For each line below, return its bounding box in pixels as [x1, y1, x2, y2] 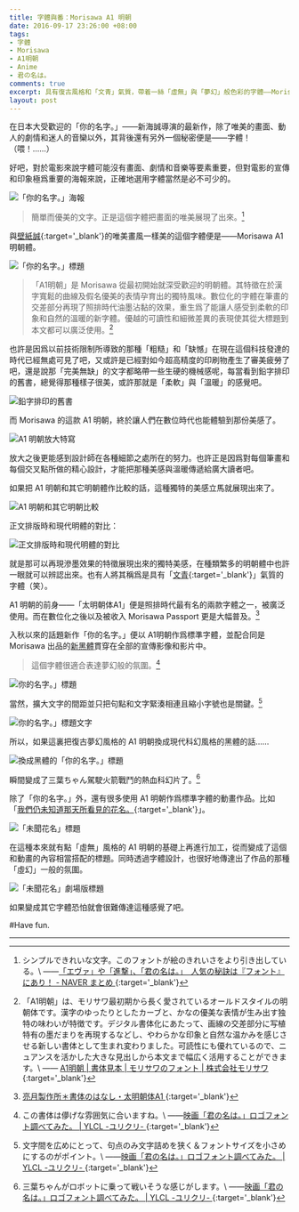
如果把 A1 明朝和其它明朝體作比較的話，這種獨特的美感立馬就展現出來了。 [9, 482, 279, 493]
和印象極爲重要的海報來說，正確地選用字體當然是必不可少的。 [9, 174, 236, 184]
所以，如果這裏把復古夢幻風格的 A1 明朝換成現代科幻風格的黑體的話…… [9, 736, 270, 747]
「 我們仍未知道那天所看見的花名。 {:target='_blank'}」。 [9, 804, 211, 815]
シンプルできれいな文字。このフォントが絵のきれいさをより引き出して [21, 955, 279, 966]
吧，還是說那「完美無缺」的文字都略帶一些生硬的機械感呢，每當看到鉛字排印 [9, 366, 290, 376]
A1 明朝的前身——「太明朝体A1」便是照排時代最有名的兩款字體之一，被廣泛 [9, 599, 286, 610]
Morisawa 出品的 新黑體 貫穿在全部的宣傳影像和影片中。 [9, 641, 212, 651]
